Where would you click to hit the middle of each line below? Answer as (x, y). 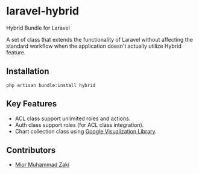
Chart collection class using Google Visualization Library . (86, 131)
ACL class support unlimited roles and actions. (73, 118)
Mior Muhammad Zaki (42, 165)
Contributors (31, 150)
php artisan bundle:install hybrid (51, 85)
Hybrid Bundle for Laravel (38, 28)
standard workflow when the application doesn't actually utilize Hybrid (94, 46)
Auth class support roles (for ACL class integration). (79, 124)
